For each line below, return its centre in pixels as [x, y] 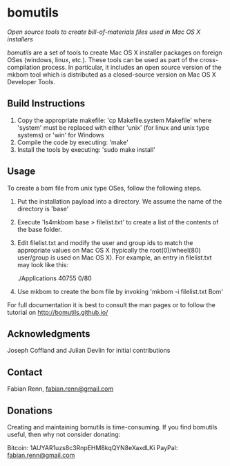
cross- [209, 59]
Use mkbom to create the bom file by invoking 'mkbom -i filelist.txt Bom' [120, 291]
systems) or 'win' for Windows [61, 135]
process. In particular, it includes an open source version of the [132, 67]
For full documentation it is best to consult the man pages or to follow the [111, 304]
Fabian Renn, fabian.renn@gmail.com [60, 389]
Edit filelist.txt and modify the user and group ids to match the [105, 242]
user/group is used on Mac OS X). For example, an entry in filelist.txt [114, 258]
